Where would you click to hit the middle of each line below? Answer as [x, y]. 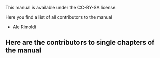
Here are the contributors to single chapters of [80, 43]
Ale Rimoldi [24, 27]
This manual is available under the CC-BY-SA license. [61, 7]
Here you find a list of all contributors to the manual [59, 17]
